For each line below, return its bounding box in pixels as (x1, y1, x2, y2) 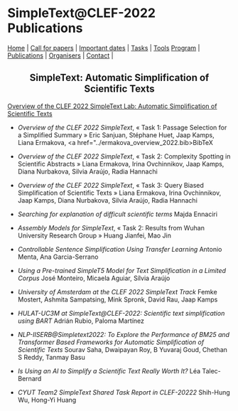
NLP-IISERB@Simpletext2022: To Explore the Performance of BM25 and (17, 330, 229, 338)
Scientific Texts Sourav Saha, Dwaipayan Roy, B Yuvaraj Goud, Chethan (17, 345, 227, 353)
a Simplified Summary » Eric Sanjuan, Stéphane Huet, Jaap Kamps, (17, 130, 215, 139)
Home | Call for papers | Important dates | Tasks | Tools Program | (7, 43, 200, 52)
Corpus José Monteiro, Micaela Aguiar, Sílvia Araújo (17, 274, 171, 282)
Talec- (202, 366, 222, 375)
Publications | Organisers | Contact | (7, 51, 114, 60)
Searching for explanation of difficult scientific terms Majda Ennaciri (17, 210, 218, 218)
